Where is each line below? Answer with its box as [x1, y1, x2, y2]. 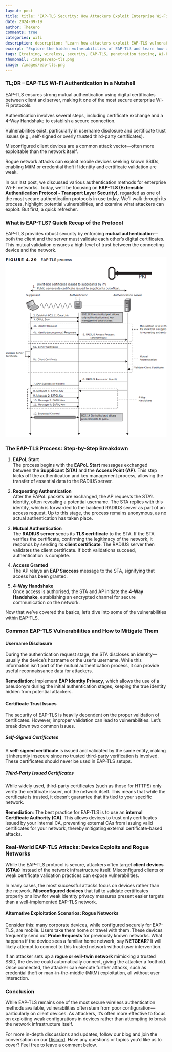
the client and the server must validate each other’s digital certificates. [16, 236, 165, 242]
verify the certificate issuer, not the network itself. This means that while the [5, 788, 166, 794]
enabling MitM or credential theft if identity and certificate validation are [5, 164, 157, 170]
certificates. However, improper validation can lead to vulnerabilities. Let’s [5, 717, 161, 724]
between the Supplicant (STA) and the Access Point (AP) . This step [12, 467, 157, 473]
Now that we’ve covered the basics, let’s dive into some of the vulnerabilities [5, 609, 167, 616]
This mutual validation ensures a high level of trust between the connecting [5, 241, 164, 248]
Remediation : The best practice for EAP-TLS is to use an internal [5, 809, 143, 815]
